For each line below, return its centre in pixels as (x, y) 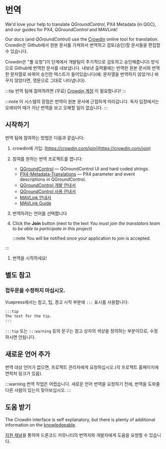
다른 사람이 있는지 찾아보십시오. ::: (38, 390)
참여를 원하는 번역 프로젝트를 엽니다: (47, 159)
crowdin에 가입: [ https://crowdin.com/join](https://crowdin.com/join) (82, 148)
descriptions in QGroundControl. (53, 179)
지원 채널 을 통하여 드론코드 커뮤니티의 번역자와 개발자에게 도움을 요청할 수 (77, 435)
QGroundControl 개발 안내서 (48, 185)
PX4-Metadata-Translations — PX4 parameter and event (77, 174)
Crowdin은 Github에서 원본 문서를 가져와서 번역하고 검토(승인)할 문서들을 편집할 (83, 45)
